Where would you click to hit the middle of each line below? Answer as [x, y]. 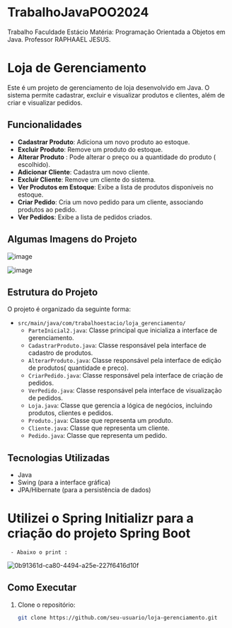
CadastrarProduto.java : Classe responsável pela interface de [117, 345]
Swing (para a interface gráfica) [64, 482]
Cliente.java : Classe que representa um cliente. [99, 428]
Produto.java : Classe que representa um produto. [100, 421]
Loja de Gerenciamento [77, 68]
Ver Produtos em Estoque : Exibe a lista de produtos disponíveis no [115, 187]
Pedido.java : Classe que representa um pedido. [98, 436]
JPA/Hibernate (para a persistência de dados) [84, 490]
